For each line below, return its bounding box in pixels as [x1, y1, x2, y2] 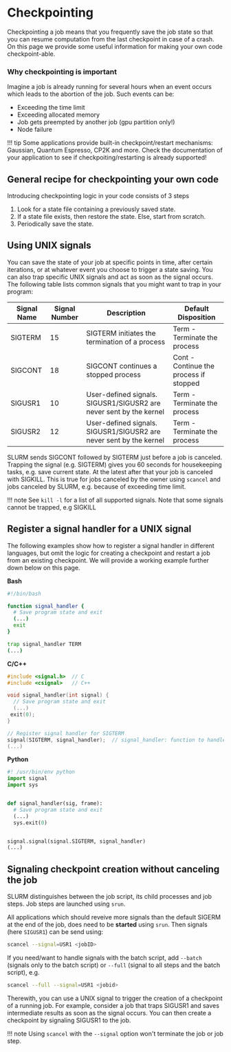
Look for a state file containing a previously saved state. [16, 205, 176, 213]
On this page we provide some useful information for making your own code [7, 42, 223, 50]
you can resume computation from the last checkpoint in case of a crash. [7, 35, 214, 43]
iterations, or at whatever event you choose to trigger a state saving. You [7, 265, 213, 273]
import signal [7, 775, 48, 782]
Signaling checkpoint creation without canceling [7, 863, 220, 875]
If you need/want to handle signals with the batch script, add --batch [7, 953, 203, 962]
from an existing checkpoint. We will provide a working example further [7, 556, 210, 564]
